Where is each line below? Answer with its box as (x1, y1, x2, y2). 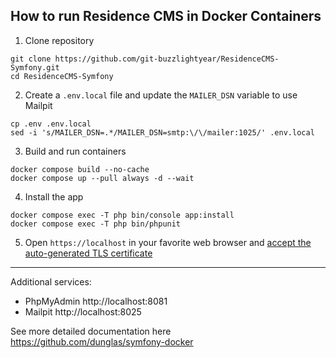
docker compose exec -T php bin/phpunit (10, 219, 182, 229)
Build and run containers (24, 145, 127, 157)
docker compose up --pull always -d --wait (10, 173, 195, 183)
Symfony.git (10, 62, 60, 73)
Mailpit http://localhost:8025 (24, 305, 142, 318)
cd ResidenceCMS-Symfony (10, 71, 114, 81)
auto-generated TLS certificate (24, 247, 153, 259)
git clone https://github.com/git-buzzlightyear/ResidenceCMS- (10, 54, 280, 64)
